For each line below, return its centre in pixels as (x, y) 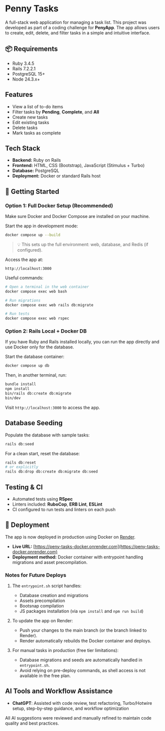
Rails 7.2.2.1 (24, 68)
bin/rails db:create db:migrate (38, 393)
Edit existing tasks (31, 122)
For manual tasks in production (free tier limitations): (65, 650)
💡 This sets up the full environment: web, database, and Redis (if (83, 244)
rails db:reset (21, 463)
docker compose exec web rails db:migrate (49, 305)
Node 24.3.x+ (26, 79)
